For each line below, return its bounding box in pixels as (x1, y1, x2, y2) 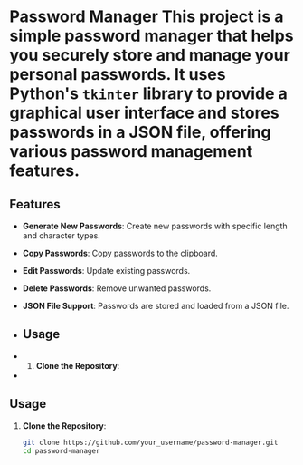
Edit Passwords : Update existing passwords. (22, 266, 191, 276)
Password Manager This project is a (9, 6, 284, 27)
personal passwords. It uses (9, 64, 226, 85)
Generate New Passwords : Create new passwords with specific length (22, 220, 288, 231)
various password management (9, 141, 253, 162)
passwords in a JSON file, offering (9, 122, 271, 142)
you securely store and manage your (9, 45, 291, 65)
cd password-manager (22, 446, 100, 455)
